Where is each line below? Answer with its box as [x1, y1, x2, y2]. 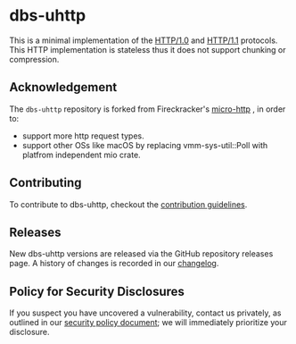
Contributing [9, 175, 82, 190]
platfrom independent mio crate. [21, 149, 141, 160]
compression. [9, 54, 60, 64]
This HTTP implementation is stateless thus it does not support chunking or [9, 44, 287, 55]
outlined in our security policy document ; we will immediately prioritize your [9, 317, 288, 328]
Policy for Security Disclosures [9, 283, 185, 299]
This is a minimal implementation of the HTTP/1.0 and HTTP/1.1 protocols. [9, 35, 278, 46]
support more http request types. [21, 130, 144, 141]
